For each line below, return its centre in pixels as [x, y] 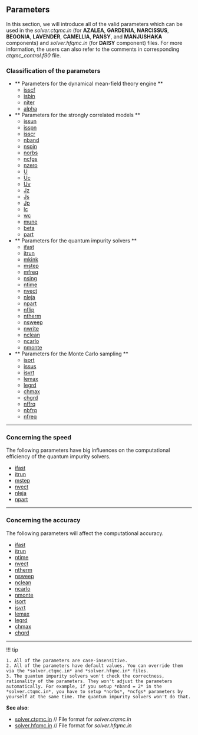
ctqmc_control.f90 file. [34, 55]
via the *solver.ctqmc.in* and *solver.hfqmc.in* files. [77, 671]
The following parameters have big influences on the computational [88, 450]
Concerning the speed [39, 438]
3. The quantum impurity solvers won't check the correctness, [85, 676]
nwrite [31, 329]
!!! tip [12, 649]
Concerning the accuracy [43, 520]
